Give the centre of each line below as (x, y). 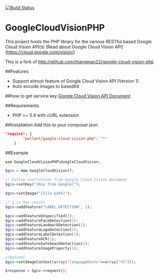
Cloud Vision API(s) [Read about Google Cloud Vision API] (64, 47)
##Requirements (22, 105)
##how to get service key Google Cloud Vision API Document (68, 96)
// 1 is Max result (25, 202)
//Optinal (15, 257)
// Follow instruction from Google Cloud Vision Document (66, 180)
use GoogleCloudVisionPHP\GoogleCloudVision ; (53, 162)
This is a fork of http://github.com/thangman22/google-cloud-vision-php (79, 62)
